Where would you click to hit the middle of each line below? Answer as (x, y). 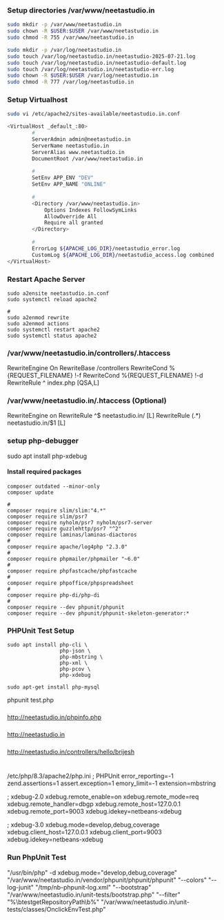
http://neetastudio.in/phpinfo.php (54, 718)
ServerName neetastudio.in (71, 146)
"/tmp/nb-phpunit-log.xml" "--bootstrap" (93, 887)
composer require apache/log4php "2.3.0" (68, 547)
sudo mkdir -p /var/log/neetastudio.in (64, 50)
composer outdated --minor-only (53, 486)
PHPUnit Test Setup (41, 631)
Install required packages (44, 472)
